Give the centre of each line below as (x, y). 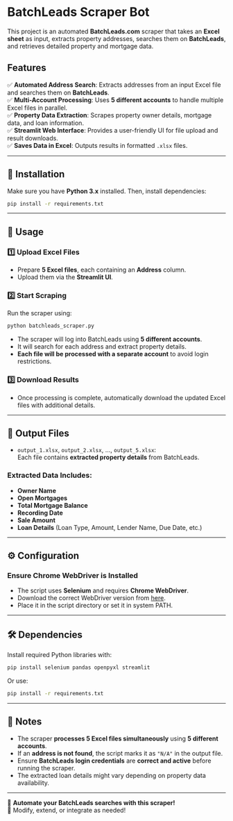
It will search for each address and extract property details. (102, 347)
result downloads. (33, 138)
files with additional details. (56, 405)
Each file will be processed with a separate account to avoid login (113, 354)
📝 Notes (25, 722)
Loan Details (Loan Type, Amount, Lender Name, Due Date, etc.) (110, 527)
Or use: (18, 681)
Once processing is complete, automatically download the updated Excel (121, 397)
